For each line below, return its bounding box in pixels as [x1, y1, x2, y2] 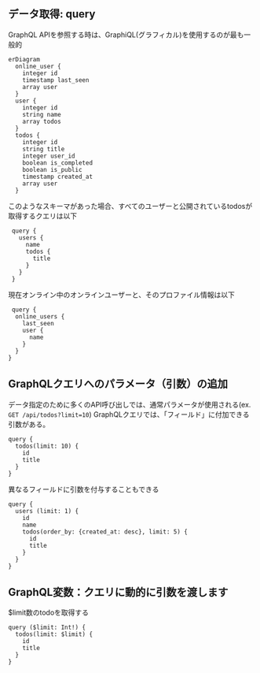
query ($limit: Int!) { [8, 623, 86, 632]
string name [22, 110, 61, 118]
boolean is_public [22, 165, 82, 173]
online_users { [15, 312, 65, 321]
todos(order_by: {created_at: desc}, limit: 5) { [22, 527, 189, 536]
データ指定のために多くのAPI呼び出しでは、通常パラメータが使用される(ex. [8, 400, 251, 409]
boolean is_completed [22, 158, 93, 167]
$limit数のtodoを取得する [8, 608, 89, 617]
